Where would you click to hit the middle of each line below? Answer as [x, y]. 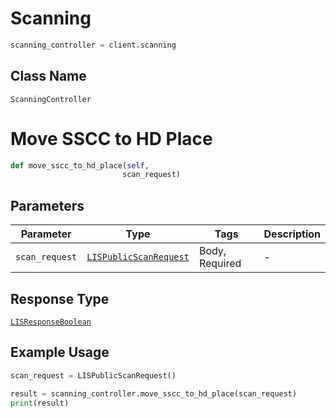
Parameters [47, 205]
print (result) [40, 403]
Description [292, 234]
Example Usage [60, 352]
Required [220, 264]
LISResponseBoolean [51, 322]
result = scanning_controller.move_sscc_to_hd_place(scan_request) [154, 393]
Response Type [60, 298]
